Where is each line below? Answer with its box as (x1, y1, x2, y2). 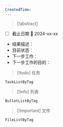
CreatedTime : (5, 7, 31, 12)
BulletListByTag (5, 98, 38, 103)
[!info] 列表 (16, 88, 39, 94)
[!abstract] (16, 21, 38, 26)
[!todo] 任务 (16, 69, 40, 76)
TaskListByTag (5, 79, 34, 85)
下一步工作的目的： (12, 59, 51, 65)
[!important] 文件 (16, 107, 51, 113)
